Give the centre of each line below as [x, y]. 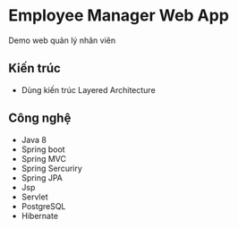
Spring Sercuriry [51, 168]
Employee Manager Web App [119, 16]
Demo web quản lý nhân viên [62, 40]
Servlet [34, 197]
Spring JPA [42, 177]
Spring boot [43, 149]
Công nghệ [40, 118]
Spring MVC [44, 158]
